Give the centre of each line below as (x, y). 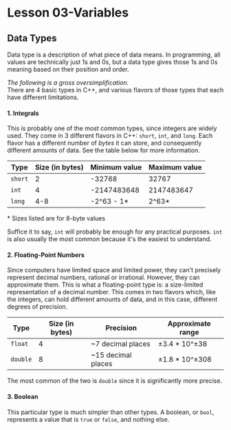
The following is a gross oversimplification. (68, 83)
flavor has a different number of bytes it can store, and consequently (104, 143)
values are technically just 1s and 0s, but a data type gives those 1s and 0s (112, 62)
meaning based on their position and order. (68, 69)
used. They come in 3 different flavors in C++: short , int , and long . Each (110, 136)
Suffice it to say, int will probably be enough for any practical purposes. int (115, 232)
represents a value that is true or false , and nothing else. (88, 419)
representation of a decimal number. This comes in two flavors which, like (112, 292)
